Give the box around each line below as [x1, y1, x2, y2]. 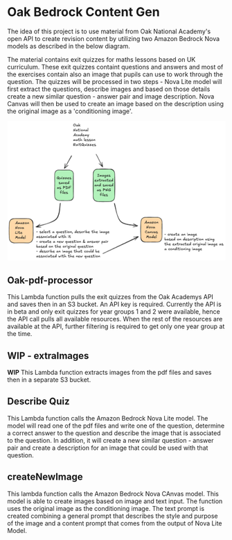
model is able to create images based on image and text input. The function [7, 497, 223, 505]
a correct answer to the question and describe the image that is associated [7, 428, 222, 437]
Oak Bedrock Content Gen [7, 4, 161, 20]
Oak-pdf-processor [7, 274, 93, 286]
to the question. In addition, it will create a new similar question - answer [7, 436, 214, 444]
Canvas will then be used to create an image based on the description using [7, 99, 224, 108]
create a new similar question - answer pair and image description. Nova [7, 92, 215, 101]
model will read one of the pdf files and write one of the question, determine [7, 421, 225, 430]
